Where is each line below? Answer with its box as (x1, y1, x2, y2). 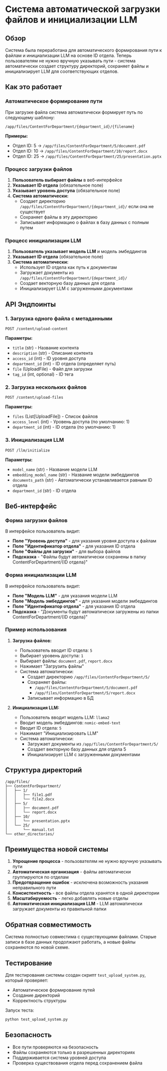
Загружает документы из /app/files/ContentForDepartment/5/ (27, 741, 159, 747)
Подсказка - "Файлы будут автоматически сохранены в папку (12, 554, 147, 560)
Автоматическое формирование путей (12, 987, 95, 993)
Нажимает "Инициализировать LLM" (19, 730, 99, 736)
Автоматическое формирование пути (5, 98, 103, 105)
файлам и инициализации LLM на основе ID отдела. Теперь (5, 52, 132, 58)
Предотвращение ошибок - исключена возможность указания (12, 879, 149, 885)
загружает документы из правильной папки (12, 906, 107, 912)
